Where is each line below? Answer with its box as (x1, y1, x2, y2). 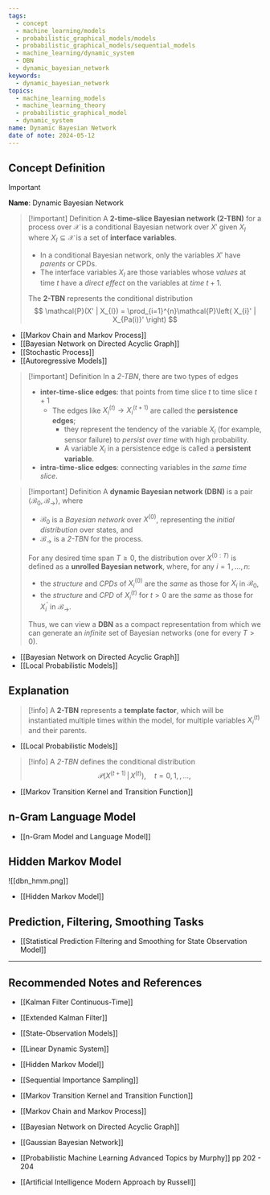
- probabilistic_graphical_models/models (15, 34, 157, 43)
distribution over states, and (39, 525, 133, 535)
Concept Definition (8, 162, 106, 175)
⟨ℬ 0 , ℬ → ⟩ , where (27, 496, 84, 507)
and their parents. (27, 726, 87, 736)
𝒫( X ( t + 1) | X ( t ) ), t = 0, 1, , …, (97, 769, 191, 781)
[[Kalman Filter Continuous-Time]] (19, 997, 133, 1007)
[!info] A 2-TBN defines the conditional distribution (27, 757, 195, 767)
